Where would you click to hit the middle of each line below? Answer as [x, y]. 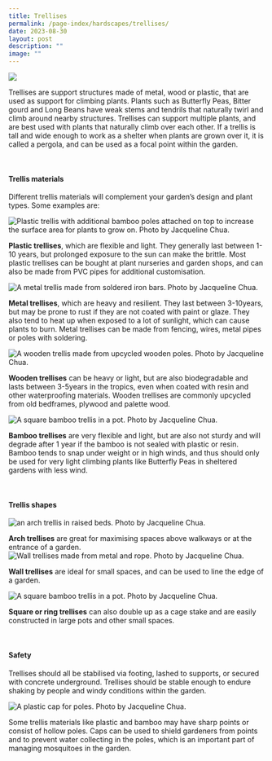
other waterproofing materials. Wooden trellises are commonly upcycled [129, 395]
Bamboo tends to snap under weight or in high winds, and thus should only [134, 453]
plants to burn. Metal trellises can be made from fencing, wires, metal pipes [135, 329]
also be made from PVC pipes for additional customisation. [107, 272]
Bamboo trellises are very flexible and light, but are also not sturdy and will [134, 436]
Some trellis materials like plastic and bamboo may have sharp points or [129, 722]
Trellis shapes [33, 504]
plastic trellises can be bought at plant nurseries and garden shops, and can [136, 263]
